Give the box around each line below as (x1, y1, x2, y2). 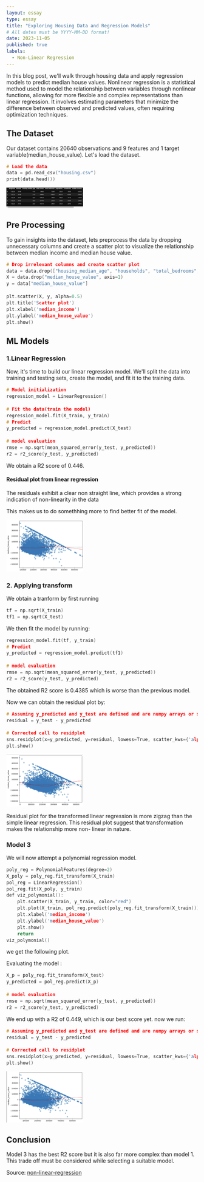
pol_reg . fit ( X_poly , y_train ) (6, 886, 83, 892)
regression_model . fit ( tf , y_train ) (6, 637, 97, 643)
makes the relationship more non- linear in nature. (6, 825, 131, 832)
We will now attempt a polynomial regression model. (6, 854, 137, 861)
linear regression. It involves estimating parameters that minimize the (6, 98, 179, 105)
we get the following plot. (6, 948, 70, 955)
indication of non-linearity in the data (6, 496, 99, 503)
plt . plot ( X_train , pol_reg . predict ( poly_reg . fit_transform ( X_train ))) (17, 905, 200, 911)
